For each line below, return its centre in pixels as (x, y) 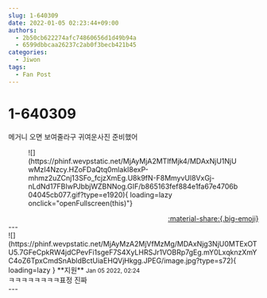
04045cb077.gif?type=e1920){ (78, 194)
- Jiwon (28, 60)
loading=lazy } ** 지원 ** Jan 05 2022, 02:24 (74, 269)
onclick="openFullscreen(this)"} (81, 203)
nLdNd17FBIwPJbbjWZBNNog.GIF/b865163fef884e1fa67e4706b (133, 186)
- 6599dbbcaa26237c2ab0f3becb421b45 (76, 45)
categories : (28, 52)
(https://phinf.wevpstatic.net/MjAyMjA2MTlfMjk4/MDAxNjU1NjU (132, 161)
